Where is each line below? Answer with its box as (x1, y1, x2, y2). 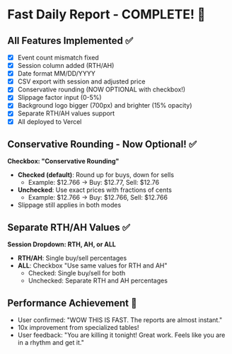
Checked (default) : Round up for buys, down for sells (17, 171, 175, 179)
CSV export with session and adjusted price (17, 77, 146, 86)
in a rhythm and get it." (17, 338, 85, 346)
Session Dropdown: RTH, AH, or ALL (7, 240, 117, 249)
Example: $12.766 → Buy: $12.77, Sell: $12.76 (28, 178, 160, 187)
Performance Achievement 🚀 (7, 297, 138, 309)
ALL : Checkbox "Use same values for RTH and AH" (17, 261, 168, 270)
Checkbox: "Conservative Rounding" (7, 157, 120, 166)
